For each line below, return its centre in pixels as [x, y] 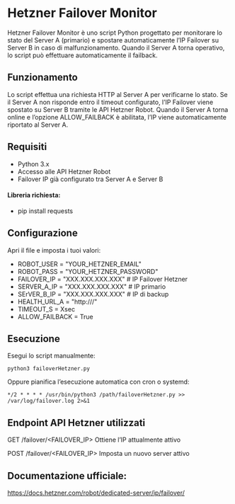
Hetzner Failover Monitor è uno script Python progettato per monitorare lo [115, 33]
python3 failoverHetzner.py [49, 369]
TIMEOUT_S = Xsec [46, 309]
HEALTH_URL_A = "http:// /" [57, 302]
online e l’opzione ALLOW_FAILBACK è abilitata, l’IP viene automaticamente [117, 117]
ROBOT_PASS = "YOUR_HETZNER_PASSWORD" [88, 271]
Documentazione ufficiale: [67, 476]
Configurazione [42, 233]
